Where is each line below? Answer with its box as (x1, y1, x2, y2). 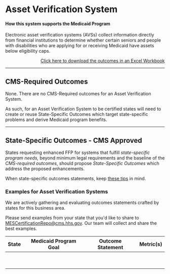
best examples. (5, 225, 37, 231)
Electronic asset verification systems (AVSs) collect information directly (5, 32, 154, 38)
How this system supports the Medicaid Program (5, 20, 110, 26)
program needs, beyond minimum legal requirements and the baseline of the (5, 155, 165, 161)
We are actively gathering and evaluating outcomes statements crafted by (5, 200, 159, 206)
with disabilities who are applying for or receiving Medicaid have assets (5, 43, 154, 49)
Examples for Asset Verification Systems (5, 188, 108, 195)
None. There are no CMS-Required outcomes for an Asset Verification (5, 91, 151, 97)
